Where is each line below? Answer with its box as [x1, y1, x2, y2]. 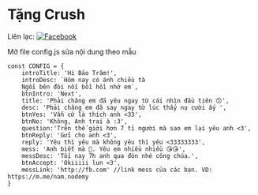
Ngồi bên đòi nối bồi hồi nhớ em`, [21, 83, 139, 91]
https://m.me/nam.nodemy [7, 172, 89, 181]
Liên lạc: [7, 32, 35, 41]
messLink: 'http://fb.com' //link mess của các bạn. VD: [21, 166, 213, 174]
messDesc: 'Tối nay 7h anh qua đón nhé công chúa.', [21, 152, 199, 159]
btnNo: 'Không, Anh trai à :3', [21, 117, 128, 126]
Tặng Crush [7, 6, 86, 24]
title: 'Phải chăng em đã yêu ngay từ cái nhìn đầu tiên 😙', [21, 96, 230, 104]
